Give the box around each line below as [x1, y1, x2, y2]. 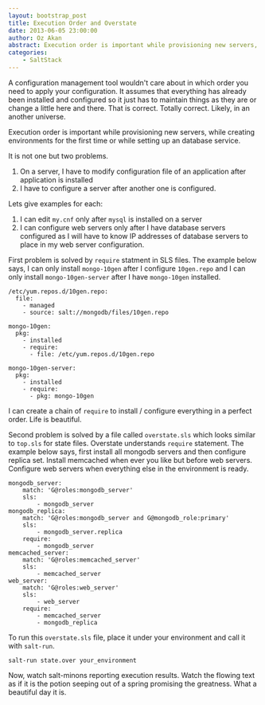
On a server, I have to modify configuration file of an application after [19, 166, 247, 176]
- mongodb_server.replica [37, 527, 123, 536]
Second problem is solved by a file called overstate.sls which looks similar [8, 429, 256, 439]
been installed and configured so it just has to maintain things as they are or [8, 95, 257, 104]
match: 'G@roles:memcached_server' [22, 555, 141, 564]
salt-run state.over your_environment [8, 656, 137, 664]
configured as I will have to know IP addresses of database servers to [19, 231, 248, 241]
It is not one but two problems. [8, 151, 109, 160]
